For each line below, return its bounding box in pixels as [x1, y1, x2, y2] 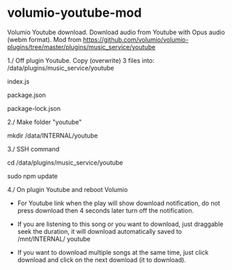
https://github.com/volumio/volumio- [83, 35, 189, 43]
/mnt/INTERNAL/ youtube [17, 234, 91, 243]
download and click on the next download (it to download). [17, 255, 187, 264]
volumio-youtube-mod [7, 5, 142, 21]
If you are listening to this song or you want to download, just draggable [17, 220, 224, 228]
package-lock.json [7, 104, 61, 112]
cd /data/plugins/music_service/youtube [7, 158, 123, 167]
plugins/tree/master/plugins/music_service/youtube [7, 43, 155, 51]
